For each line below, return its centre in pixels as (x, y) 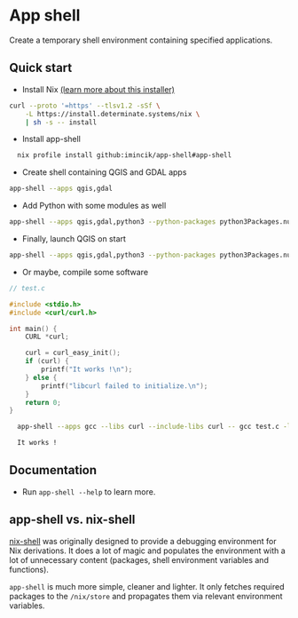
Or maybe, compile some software (85, 272)
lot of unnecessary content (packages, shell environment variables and (139, 559)
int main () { (33, 329)
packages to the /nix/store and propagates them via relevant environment (146, 596)
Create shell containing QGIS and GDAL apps (104, 172)
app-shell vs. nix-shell (72, 520)
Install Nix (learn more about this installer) (98, 89)
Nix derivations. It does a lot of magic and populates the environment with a (147, 551)
